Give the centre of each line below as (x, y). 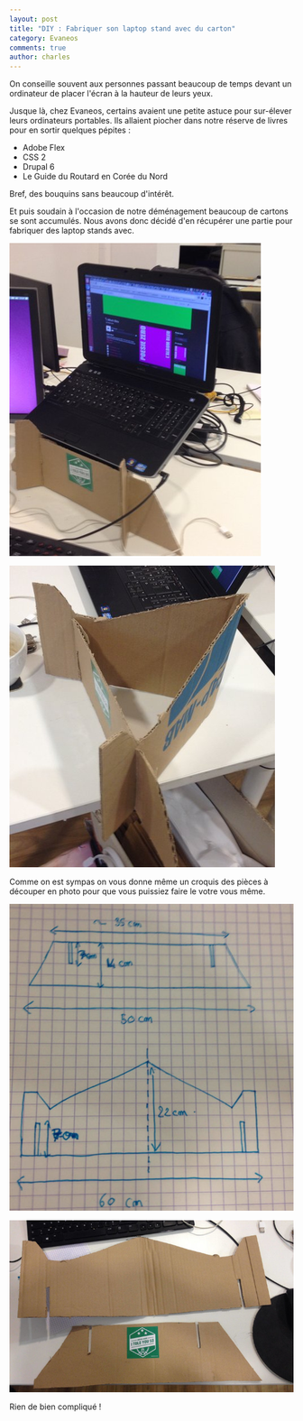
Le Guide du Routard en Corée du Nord (95, 177)
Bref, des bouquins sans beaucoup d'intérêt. (92, 194)
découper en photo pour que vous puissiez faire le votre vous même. (138, 891)
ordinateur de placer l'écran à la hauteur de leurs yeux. (111, 94)
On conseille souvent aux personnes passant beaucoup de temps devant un (151, 84)
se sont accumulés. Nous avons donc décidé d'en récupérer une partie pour (151, 221)
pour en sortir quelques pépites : (70, 130)
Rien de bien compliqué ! (55, 1407)
